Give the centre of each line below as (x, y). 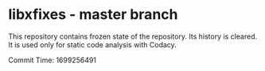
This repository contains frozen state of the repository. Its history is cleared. (132, 36)
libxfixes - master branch (93, 15)
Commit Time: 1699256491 (53, 60)
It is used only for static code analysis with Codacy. (92, 44)
